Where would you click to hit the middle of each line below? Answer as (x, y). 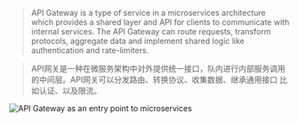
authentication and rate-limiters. (90, 50)
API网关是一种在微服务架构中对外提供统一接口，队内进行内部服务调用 (158, 69)
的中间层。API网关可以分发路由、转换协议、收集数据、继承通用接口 (154, 80)
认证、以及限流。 (70, 91)
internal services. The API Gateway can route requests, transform (151, 31)
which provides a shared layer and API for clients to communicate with (160, 22)
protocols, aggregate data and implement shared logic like (137, 41)
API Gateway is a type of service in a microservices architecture (148, 13)
